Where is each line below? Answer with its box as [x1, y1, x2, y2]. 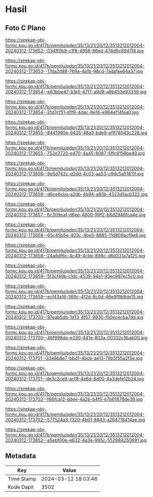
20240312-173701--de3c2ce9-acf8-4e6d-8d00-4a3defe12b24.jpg [5, 376, 144, 381]
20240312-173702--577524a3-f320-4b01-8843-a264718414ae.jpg [5, 417, 145, 422]
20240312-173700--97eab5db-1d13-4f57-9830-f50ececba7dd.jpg [5, 314, 143, 320]
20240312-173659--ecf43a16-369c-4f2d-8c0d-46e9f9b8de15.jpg [5, 294, 143, 300]
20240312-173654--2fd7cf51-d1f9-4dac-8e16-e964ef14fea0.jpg [5, 109, 139, 115]
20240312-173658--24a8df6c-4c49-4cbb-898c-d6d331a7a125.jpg [5, 253, 145, 258]
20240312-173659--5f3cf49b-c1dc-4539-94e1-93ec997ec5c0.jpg [5, 273, 143, 279]
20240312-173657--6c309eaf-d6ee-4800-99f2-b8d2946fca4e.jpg [5, 212, 146, 217]
